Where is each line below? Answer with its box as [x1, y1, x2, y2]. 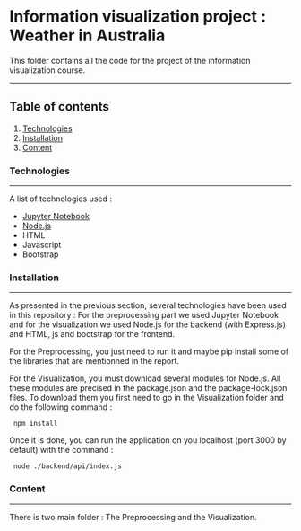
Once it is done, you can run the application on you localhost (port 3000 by [9, 435, 287, 446]
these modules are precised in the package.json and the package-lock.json [9, 383, 288, 394]
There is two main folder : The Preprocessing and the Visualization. [9, 511, 257, 522]
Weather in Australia [9, 25, 166, 46]
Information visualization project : [9, 6, 267, 27]
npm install [13, 420, 58, 429]
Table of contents [9, 99, 109, 114]
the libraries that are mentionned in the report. [9, 356, 180, 367]
